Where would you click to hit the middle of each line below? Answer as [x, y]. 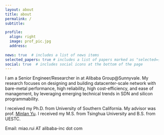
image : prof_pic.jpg [30, 41]
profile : [14, 32]
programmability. [22, 99]
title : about [18, 14]
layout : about [20, 10]
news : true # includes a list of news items [52, 55]
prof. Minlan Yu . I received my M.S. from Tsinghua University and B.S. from [80, 114]
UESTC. [13, 119]
